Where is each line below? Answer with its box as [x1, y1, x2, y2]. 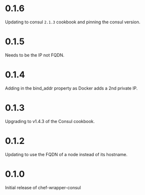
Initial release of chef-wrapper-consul [5, 184, 81, 190]
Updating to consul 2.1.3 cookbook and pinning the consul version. [5, 19, 141, 25]
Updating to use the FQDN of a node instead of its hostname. [5, 151, 127, 157]
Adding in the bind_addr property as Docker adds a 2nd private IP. [5, 85, 138, 91]
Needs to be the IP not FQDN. [5, 52, 65, 58]
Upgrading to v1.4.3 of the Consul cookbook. [5, 118, 95, 124]
